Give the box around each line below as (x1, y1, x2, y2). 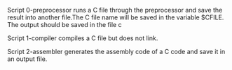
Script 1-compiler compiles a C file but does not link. (7, 34, 158, 42)
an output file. (7, 55, 48, 63)
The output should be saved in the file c (7, 21, 122, 28)
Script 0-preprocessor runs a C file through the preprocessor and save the (7, 6, 223, 14)
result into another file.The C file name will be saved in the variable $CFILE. (7, 13, 224, 21)
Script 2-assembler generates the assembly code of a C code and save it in (7, 48, 226, 55)
